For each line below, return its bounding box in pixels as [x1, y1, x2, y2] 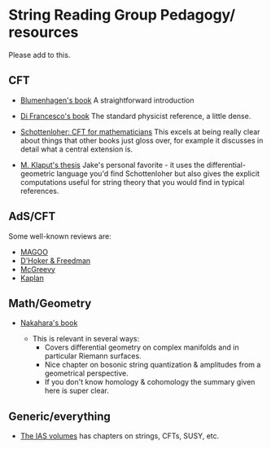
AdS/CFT [8, 209, 56, 223]
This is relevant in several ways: [32, 334, 140, 344]
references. [20, 186, 59, 196]
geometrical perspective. [44, 368, 129, 378]
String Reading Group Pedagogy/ [8, 6, 236, 24]
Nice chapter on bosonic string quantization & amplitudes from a [44, 360, 261, 370]
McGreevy [20, 264, 55, 274]
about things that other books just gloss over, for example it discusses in [20, 135, 264, 145]
